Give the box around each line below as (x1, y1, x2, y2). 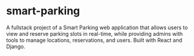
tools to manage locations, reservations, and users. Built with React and (6, 36, 183, 43)
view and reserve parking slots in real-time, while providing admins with (6, 30, 183, 37)
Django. (6, 43, 26, 50)
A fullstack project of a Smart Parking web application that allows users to (6, 24, 188, 31)
